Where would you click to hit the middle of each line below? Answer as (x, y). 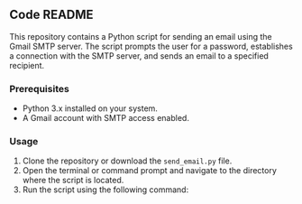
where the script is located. (73, 181)
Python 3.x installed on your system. (90, 108)
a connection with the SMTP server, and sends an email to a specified (139, 56)
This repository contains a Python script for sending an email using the (141, 36)
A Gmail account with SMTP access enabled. (105, 118)
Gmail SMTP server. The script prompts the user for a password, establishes (151, 46)
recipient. (27, 65)
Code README (51, 15)
